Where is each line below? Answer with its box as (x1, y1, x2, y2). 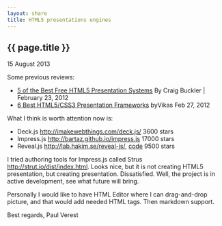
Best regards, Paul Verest (7, 211, 79, 219)
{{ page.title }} (7, 42, 70, 53)
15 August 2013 (7, 60, 51, 68)
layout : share (7, 10, 48, 17)
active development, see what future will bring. (7, 177, 139, 186)
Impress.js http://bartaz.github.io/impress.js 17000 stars (16, 135, 175, 143)
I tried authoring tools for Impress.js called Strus (7, 155, 143, 164)
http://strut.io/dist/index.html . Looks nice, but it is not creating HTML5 (7, 162, 204, 171)
